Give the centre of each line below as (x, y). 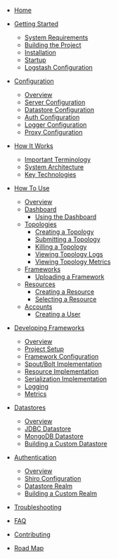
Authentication (35, 457)
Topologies (41, 224)
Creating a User (58, 314)
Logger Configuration (55, 125)
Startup (35, 60)
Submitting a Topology (67, 239)
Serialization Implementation (66, 379)
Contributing (32, 534)
